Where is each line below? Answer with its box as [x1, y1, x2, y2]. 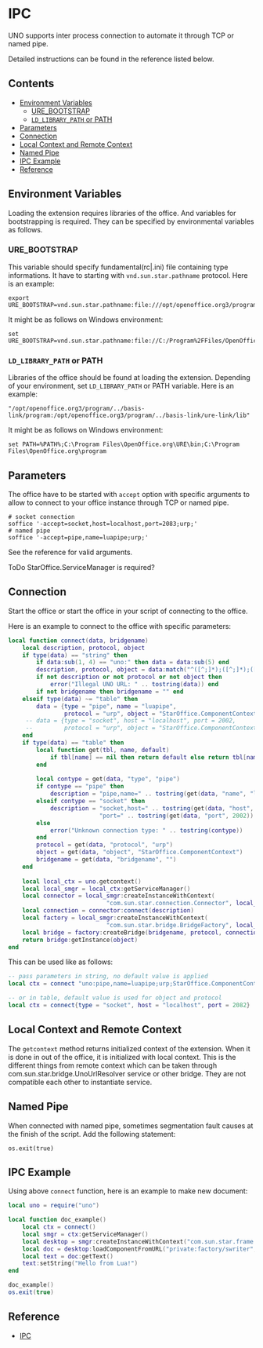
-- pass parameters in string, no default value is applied [8, 973, 209, 981]
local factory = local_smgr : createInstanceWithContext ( [22, 914, 209, 922]
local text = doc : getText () [22, 1252, 113, 1260]
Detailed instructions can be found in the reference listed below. [8, 54, 214, 64]
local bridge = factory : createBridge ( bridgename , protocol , [22, 928, 222, 937]
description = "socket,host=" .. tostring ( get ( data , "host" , [49, 804, 254, 813]
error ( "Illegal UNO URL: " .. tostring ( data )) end [49, 681, 219, 689]
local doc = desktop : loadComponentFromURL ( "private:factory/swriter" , [22, 1245, 258, 1253]
